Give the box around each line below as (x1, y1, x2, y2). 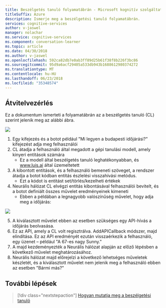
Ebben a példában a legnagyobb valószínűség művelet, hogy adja (19, 193, 154, 200)
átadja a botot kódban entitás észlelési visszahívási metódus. (12, 173, 137, 179)
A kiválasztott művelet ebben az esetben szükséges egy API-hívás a (12, 218, 152, 224)
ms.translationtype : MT (5, 67, 54, 72)
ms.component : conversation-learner (5, 39, 81, 44)
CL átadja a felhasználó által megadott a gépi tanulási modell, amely (12, 147, 151, 153)
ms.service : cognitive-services (5, 35, 72, 40)
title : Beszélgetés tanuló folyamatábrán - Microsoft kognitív (5, 7, 138, 12)
